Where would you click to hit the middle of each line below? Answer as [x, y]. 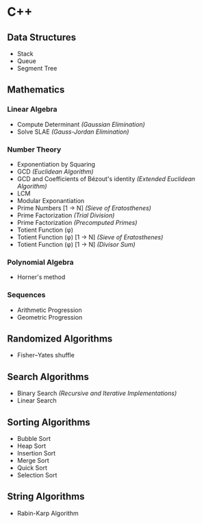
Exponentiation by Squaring [56, 164]
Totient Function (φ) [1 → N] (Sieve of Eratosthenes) [90, 237]
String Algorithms [46, 497]
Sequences [26, 295]
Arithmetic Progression [49, 310]
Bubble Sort [34, 439]
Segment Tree [37, 68]
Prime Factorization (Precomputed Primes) [77, 222]
